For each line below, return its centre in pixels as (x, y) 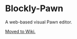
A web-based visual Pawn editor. (39, 22)
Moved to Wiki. (20, 31)
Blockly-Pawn (34, 9)
